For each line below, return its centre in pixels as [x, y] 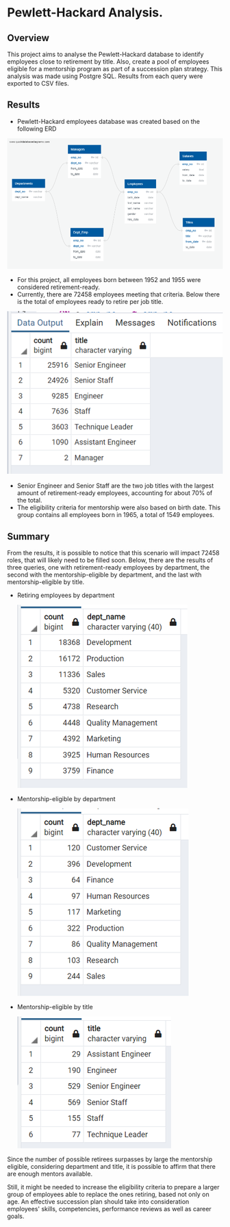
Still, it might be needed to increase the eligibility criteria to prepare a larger [113, 1187]
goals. [16, 1216]
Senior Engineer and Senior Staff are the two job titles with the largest [115, 486]
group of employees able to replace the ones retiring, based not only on [108, 1194]
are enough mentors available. [50, 1174]
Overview [28, 38]
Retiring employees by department [66, 595]
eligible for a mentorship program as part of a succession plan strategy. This [115, 69]
